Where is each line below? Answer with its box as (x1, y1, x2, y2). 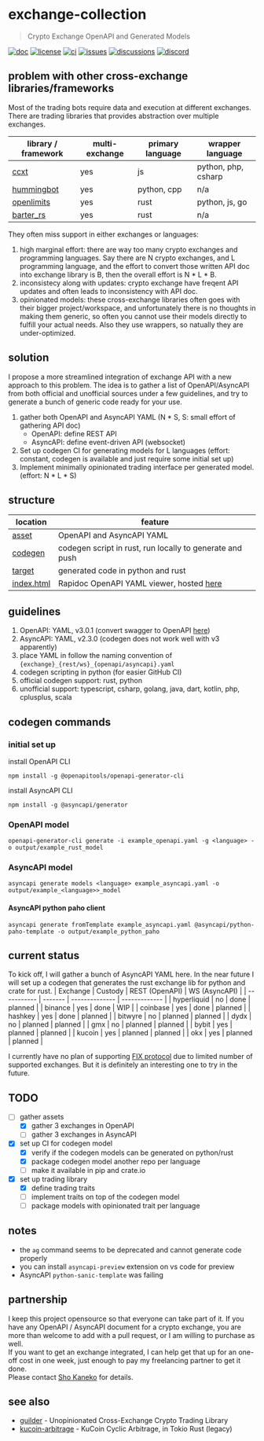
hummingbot (12, 183, 59, 194)
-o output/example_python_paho (57, 928, 159, 936)
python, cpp (137, 183, 182, 194)
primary (148, 138, 179, 149)
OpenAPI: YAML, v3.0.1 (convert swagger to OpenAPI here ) (19, 626, 211, 635)
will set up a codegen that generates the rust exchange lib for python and (8, 978, 246, 987)
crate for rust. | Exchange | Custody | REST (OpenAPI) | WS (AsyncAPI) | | (8, 987, 247, 996)
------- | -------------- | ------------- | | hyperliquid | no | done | (42, 994, 251, 1004)
